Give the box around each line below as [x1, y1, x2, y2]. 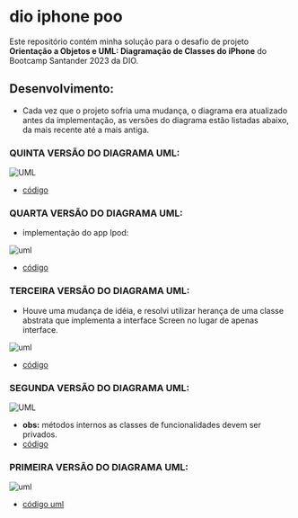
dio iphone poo [9, 6, 123, 27]
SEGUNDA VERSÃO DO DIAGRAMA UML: [9, 381, 190, 394]
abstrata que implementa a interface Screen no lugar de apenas [22, 315, 259, 326]
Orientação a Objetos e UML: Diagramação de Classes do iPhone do [9, 45, 267, 56]
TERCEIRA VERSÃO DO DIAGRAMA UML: [9, 285, 190, 298]
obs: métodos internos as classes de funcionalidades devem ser [22, 419, 262, 430]
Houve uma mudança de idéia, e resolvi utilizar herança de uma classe [22, 305, 285, 316]
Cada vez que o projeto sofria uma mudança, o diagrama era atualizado [22, 105, 288, 116]
